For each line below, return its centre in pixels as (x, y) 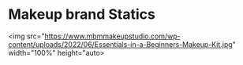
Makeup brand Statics (82, 14)
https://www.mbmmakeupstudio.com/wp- (112, 36)
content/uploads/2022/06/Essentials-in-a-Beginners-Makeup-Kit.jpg (120, 44)
